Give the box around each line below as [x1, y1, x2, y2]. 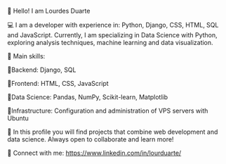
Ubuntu [7, 114, 29, 122]
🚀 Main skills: [7, 52, 46, 60]
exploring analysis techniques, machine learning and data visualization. [7, 39, 213, 46]
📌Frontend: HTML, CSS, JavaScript [7, 80, 109, 87]
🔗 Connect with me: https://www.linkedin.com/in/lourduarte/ [7, 149, 182, 157]
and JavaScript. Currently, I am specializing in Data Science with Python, [7, 31, 218, 39]
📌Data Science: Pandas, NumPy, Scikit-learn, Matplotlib [7, 93, 168, 101]
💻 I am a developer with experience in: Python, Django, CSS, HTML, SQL [7, 21, 219, 29]
